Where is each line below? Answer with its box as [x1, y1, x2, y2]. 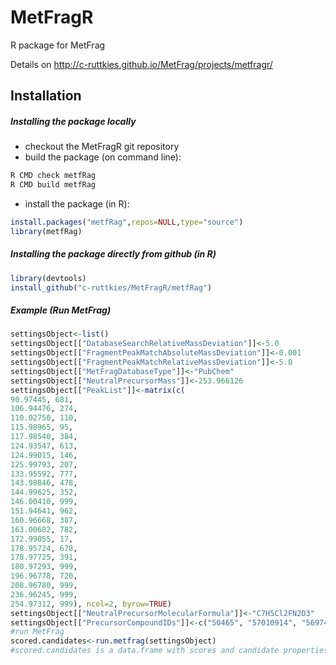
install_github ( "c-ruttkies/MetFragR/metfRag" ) [10, 282, 213, 293]
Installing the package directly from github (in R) [10, 248, 217, 260]
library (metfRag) [10, 226, 83, 236]
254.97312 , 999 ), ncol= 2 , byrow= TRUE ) [10, 599, 172, 609]
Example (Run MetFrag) [10, 304, 112, 316]
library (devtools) [10, 273, 87, 283]
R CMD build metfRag [10, 180, 97, 190]
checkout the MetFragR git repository [24, 141, 180, 153]
